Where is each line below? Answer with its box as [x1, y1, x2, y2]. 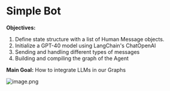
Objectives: [6, 24, 36, 31]
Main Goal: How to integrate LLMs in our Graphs [6, 66, 126, 73]
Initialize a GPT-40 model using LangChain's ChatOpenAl [14, 42, 156, 49]
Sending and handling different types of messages [14, 48, 140, 55]
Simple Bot [6, 4, 61, 18]
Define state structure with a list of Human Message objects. [14, 35, 165, 43]
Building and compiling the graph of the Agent [14, 54, 129, 62]
